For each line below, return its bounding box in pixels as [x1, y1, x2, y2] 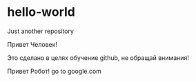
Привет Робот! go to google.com [7, 67, 102, 75]
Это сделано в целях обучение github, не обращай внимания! [7, 53, 190, 62]
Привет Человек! [7, 40, 57, 48]
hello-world [7, 4, 76, 20]
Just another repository [7, 27, 75, 35]
